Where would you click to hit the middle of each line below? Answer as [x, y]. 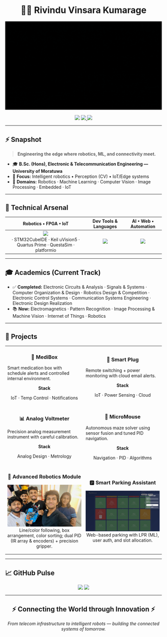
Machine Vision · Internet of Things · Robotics [59, 316]
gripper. [44, 546]
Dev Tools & [105, 221]
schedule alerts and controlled [38, 373]
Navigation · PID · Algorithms [123, 458]
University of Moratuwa [38, 171]
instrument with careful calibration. [43, 437]
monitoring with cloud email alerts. [121, 376]
